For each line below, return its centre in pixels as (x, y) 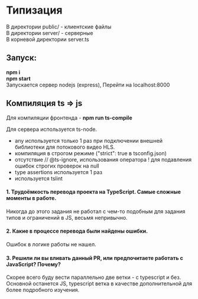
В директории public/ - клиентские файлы (59, 27)
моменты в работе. (31, 198)
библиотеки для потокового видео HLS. (65, 147)
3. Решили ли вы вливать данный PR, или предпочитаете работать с (95, 258)
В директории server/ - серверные (50, 33)
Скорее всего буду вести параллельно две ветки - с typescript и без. (94, 277)
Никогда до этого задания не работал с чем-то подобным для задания (96, 211)
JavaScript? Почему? (33, 264)
